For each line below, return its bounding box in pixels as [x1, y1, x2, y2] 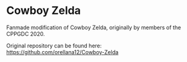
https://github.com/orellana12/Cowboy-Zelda [6, 48, 119, 55]
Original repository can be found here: [6, 42, 102, 49]
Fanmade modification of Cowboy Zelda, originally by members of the [6, 24, 181, 31]
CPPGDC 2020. [6, 30, 46, 37]
